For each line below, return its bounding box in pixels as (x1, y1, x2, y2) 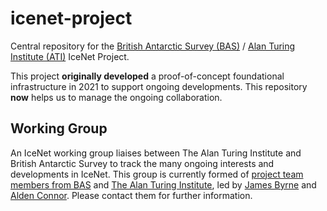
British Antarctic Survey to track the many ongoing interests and (10, 157, 275, 169)
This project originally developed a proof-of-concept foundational (10, 70, 285, 82)
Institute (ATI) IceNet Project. (10, 50, 130, 62)
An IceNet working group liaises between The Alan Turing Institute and (10, 147, 302, 159)
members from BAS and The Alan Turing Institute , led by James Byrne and (10, 178, 317, 191)
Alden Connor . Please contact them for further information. (10, 189, 253, 201)
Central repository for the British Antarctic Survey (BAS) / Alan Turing (10, 40, 296, 52)
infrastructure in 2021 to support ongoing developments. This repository (10, 80, 308, 92)
